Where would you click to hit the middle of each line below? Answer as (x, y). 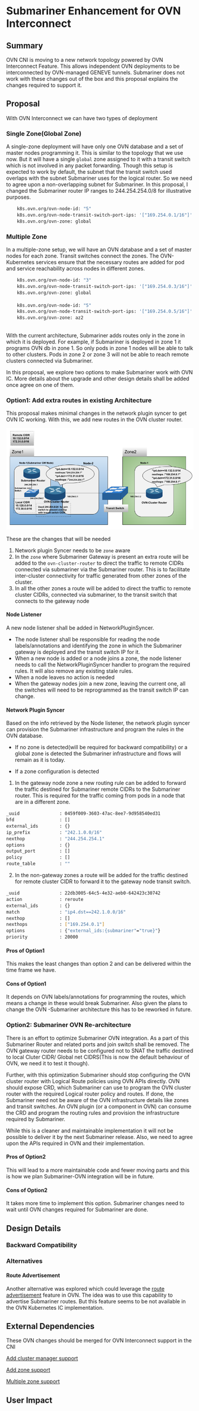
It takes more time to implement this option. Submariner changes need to (95, 1203)
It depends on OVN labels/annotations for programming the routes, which (96, 997)
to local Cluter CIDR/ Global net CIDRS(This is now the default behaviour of (98, 1057)
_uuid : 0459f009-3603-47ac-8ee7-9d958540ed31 (83, 814)
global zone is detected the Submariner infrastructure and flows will (98, 753)
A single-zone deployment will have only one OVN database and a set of (95, 146)
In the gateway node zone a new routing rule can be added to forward (100, 783)
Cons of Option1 (26, 984)
